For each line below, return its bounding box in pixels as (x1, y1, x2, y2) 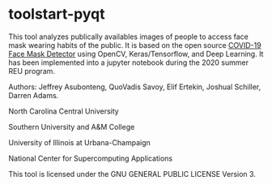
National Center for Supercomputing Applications (8, 153, 172, 163)
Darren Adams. (8, 90, 59, 100)
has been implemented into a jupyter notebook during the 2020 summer (8, 58, 249, 67)
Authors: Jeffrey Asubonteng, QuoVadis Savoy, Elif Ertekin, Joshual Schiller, (8, 82, 261, 92)
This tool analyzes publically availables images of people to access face (8, 32, 249, 41)
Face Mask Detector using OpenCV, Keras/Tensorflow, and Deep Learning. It (8, 49, 264, 58)
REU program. (8, 66, 55, 75)
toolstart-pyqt (8, 5, 105, 24)
